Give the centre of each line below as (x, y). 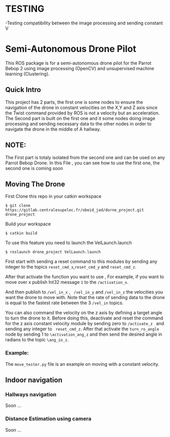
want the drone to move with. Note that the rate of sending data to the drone (85, 298)
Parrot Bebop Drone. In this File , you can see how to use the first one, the (82, 163)
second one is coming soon (34, 168)
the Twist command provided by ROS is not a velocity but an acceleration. (82, 113)
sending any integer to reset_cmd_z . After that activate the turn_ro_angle (82, 329)
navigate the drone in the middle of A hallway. (53, 129)
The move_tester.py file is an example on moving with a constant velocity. (82, 364)
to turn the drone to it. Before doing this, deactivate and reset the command (84, 318)
